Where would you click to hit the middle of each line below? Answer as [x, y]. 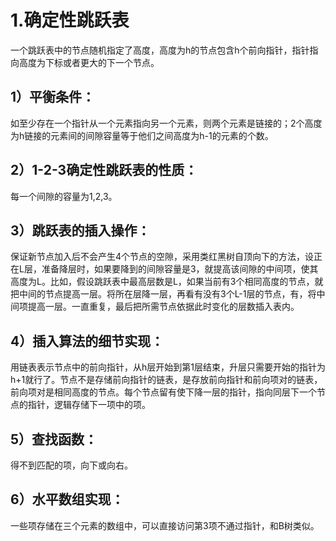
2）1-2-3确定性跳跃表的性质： [104, 170]
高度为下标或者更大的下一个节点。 [89, 62]
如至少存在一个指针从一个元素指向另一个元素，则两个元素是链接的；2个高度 [166, 123]
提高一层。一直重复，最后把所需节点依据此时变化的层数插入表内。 [163, 307]
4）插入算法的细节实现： [87, 341]
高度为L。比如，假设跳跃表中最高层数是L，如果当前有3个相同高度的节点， [162, 282]
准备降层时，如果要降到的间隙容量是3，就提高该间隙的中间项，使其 [180, 269]
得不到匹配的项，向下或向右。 [71, 465]
